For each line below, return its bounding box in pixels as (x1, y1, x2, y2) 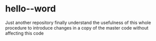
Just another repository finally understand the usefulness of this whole (5, 19, 151, 25)
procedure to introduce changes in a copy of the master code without (5, 24, 148, 30)
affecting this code (5, 30, 44, 36)
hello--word (5, 3, 56, 14)
